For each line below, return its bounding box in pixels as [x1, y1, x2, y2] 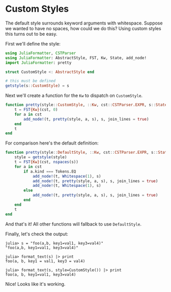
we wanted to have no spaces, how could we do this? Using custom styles [5, 25, 161, 31]
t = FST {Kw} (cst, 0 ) [14, 107, 58, 112]
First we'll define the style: [5, 40, 61, 46]
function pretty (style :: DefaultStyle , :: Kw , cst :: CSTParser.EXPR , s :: [5, 150, 158, 155]
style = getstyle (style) [14, 155, 67, 160]
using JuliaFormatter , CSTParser [5, 51, 76, 56]
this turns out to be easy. [5, 31, 58, 37]
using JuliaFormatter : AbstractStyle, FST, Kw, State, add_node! [5, 55, 147, 60]
